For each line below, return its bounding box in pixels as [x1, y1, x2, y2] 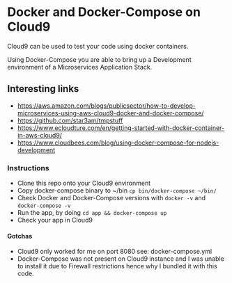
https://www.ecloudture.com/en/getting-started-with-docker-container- [17, 123, 225, 132]
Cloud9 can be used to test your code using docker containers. [7, 42, 189, 50]
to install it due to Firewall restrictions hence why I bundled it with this [17, 262, 217, 270]
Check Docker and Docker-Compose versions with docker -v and [17, 194, 206, 202]
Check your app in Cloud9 [17, 216, 93, 225]
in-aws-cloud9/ [17, 131, 63, 139]
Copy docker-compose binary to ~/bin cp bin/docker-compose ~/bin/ [17, 186, 217, 195]
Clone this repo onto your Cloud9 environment [17, 179, 151, 188]
